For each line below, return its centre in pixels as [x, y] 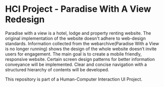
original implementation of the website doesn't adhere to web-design [75, 38]
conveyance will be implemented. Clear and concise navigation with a [76, 64]
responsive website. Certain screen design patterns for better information [80, 59]
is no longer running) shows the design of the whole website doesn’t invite [81, 49]
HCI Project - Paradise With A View [78, 9]
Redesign [25, 19]
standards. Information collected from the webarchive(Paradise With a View [82, 43]
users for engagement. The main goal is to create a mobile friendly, [73, 54]
